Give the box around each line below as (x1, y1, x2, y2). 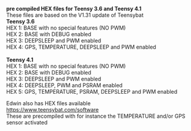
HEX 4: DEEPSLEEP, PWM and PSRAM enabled (6, 82, 123, 89)
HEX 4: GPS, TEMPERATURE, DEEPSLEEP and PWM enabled (6, 43, 156, 50)
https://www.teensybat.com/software (6, 106, 99, 113)
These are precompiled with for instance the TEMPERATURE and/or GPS (6, 112, 186, 120)
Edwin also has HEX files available (6, 100, 91, 107)
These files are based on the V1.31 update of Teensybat (6, 11, 144, 19)
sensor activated (6, 119, 48, 126)
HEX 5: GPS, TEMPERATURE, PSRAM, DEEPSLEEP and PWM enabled (6, 88, 178, 95)
